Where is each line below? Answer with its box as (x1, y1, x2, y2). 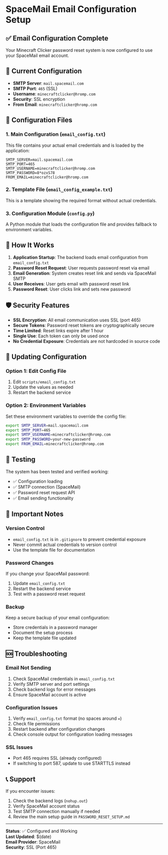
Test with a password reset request (12, 590, 86, 597)
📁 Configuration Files (5, 116, 73, 124)
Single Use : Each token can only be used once (12, 333, 109, 339)
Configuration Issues (5, 704, 58, 711)
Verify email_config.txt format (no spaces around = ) (12, 715, 122, 722)
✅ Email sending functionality (12, 495, 74, 501)
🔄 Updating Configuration (5, 353, 87, 361)
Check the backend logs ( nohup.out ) (12, 798, 88, 804)
